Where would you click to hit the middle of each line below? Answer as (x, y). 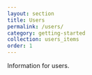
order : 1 (20, 46)
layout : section (31, 14)
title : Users (26, 20)
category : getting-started (46, 33)
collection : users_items (43, 40)
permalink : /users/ (36, 26)
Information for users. (38, 66)
